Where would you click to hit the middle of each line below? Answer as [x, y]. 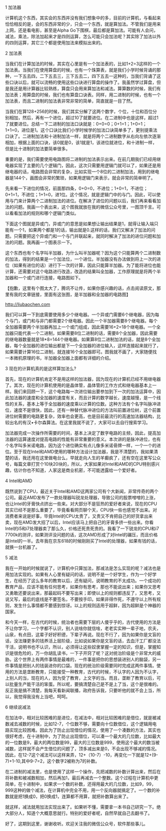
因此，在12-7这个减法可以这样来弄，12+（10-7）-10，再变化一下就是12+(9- [82, 755]
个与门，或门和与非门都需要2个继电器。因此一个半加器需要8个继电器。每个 [82, 321]
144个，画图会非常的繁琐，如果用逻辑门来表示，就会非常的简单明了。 [84, 178]
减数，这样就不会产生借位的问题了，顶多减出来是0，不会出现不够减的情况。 [82, 749]
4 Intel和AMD [19, 481]
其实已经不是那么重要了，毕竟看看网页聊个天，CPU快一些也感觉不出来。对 [81, 510]
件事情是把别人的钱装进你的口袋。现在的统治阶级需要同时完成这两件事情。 [81, 666]
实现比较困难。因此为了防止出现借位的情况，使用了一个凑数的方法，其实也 [85, 730]
